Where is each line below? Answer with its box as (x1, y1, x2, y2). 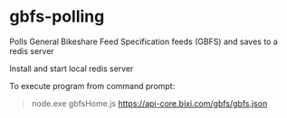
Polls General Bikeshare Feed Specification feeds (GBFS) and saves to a (9, 36, 278, 47)
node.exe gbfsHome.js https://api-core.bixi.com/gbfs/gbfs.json (31, 97, 268, 109)
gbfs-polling (9, 6, 105, 27)
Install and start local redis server (9, 63, 134, 74)
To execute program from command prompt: (9, 80, 176, 91)
